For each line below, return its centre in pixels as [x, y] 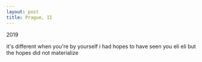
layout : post [23, 12]
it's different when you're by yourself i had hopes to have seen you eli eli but [101, 46]
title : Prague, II [29, 17]
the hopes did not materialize [43, 52]
